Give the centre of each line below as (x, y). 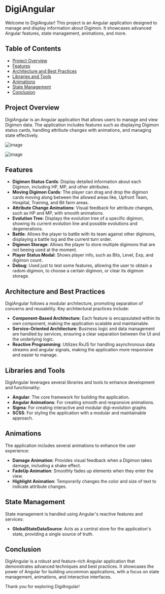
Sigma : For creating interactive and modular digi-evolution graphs (79, 408)
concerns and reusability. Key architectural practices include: (67, 309)
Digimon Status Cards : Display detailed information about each (77, 182)
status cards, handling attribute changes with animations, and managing (78, 130)
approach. (23, 418)
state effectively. (22, 135)
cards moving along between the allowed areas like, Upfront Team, (80, 197)
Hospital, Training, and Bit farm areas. (50, 203)
